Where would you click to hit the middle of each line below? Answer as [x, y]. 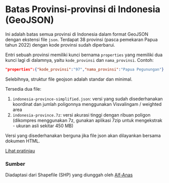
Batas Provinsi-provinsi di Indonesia [83, 9]
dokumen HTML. [23, 141]
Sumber [15, 164]
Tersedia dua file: [23, 89]
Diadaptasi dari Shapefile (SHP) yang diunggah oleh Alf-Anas [69, 175]
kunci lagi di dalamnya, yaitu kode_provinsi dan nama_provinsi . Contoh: [79, 60]
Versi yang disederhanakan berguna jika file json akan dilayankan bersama [83, 135]
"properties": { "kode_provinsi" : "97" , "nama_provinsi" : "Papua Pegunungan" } [85, 69]
